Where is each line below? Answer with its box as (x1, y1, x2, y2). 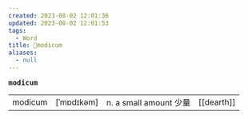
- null (15, 57, 38, 65)
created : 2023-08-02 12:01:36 (8, 11, 110, 20)
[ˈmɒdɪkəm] (54, 97, 99, 108)
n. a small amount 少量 (106, 97, 190, 108)
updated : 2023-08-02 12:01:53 (8, 19, 110, 27)
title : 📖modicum (8, 42, 62, 50)
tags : (8, 26, 26, 34)
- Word (15, 34, 38, 42)
